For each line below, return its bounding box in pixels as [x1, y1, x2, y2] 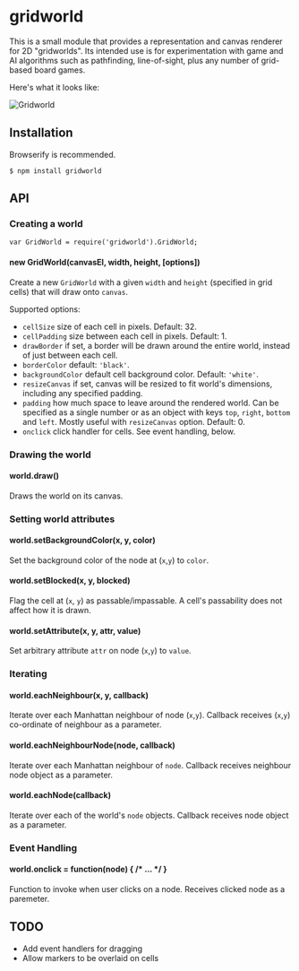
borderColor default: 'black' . [21, 359, 130, 369]
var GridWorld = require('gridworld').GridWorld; [9, 238, 199, 247]
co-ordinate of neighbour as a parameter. [9, 719, 162, 730]
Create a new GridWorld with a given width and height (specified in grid [9, 276, 273, 288]
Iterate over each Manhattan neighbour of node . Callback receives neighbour [9, 759, 292, 770]
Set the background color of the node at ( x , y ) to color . [9, 554, 209, 566]
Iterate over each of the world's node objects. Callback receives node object [9, 810, 289, 820]
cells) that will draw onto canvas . [9, 286, 128, 297]
